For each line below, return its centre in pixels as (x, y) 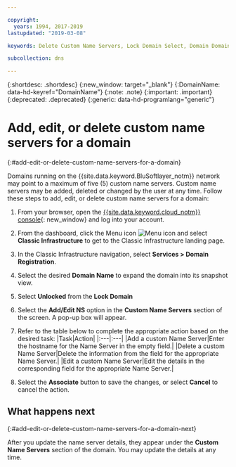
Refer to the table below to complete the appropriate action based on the (123, 331)
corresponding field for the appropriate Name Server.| (96, 369)
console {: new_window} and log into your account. (91, 219)
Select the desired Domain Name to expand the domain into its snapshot (123, 276)
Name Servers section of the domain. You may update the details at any (112, 449)
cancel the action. (44, 390)
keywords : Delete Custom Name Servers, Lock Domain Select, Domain (108, 46)
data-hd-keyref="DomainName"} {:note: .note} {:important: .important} (110, 92)
